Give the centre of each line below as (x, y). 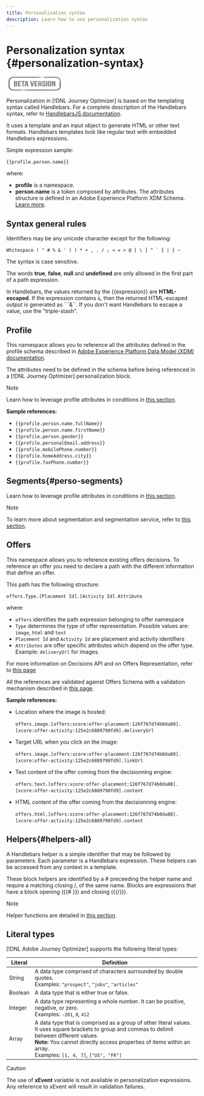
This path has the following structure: (53, 584)
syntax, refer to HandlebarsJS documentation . (64, 114)
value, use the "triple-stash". (42, 311)
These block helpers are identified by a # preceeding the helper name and (99, 879)
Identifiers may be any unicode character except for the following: (89, 239)
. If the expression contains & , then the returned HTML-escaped (108, 298)
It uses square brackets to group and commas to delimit (104, 1029)
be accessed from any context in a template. (62, 867)
